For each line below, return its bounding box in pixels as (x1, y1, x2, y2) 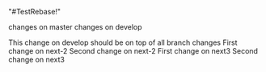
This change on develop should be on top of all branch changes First (8, 38, 238, 47)
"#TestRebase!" (8, 7, 61, 16)
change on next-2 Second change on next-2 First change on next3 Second (8, 46, 259, 55)
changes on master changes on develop (8, 22, 143, 31)
